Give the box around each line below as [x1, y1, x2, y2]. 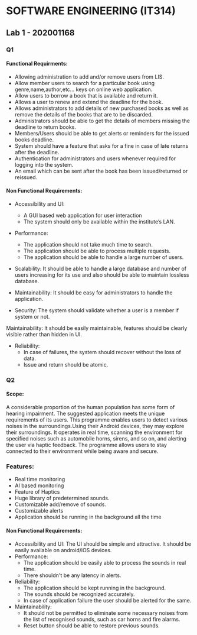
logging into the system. [14, 161, 74, 168]
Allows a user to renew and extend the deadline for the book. [14, 98, 163, 105]
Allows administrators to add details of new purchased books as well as [14, 105, 189, 112]
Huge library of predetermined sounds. [14, 495, 110, 502]
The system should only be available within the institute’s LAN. [23, 218, 175, 225]
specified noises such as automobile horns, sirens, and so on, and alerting [6, 435, 187, 442]
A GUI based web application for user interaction [23, 212, 143, 219]
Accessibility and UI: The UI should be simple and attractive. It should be [14, 540, 192, 547]
